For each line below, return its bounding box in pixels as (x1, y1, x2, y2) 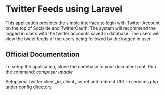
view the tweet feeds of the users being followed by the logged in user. (5, 36, 152, 42)
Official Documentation (5, 50, 80, 59)
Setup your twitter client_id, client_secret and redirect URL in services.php (5, 78, 158, 84)
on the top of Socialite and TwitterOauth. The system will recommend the (5, 25, 156, 31)
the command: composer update (5, 69, 73, 75)
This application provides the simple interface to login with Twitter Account (5, 20, 160, 26)
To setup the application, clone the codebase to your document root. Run (5, 63, 156, 69)
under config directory (5, 84, 52, 90)
